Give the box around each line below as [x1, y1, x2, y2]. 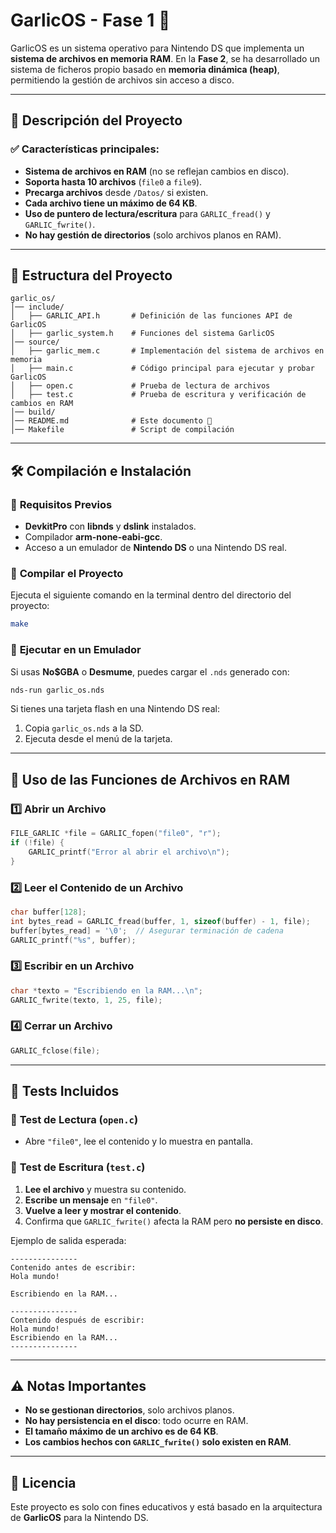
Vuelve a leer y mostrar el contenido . [24, 1204, 182, 1216]
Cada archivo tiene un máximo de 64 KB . [24, 197, 198, 209]
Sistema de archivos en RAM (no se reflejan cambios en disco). [24, 165, 290, 177]
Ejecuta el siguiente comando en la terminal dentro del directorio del [10, 589, 292, 601]
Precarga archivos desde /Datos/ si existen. [24, 186, 209, 198]
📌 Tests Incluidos [10, 1083, 120, 1100]
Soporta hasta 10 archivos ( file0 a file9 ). [24, 175, 203, 188]
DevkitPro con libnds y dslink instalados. [24, 520, 197, 533]
